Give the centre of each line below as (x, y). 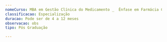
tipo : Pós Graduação (27, 28)
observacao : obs (22, 23)
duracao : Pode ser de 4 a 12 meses (42, 19)
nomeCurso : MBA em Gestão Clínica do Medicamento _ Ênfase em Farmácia (82, 10)
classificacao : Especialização (38, 14)
